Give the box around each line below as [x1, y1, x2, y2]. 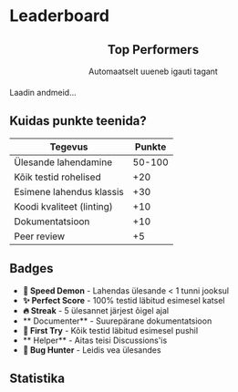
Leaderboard [9, 5, 109, 26]
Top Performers [108, 42, 199, 57]
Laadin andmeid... [9, 88, 78, 98]
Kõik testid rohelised [14, 170, 102, 183]
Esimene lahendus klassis [14, 185, 125, 198]
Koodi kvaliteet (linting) [14, 200, 114, 212]
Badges [9, 261, 54, 276]
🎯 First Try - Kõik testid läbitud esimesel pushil [22, 325, 199, 335]
